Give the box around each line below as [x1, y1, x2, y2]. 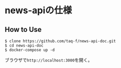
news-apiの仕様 [5, 5, 72, 16]
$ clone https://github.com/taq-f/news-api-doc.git [5, 39, 116, 44]
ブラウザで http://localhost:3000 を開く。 [5, 57, 93, 63]
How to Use [5, 25, 42, 33]
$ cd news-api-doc [5, 43, 44, 48]
